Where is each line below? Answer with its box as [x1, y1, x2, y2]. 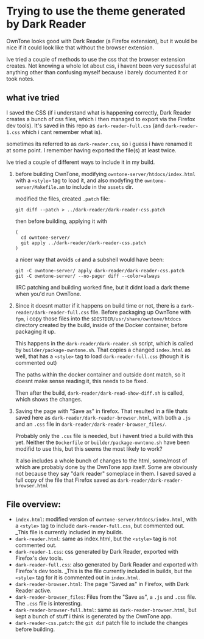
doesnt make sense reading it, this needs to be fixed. [15, 377, 149, 384]
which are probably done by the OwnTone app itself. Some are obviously [15, 463, 198, 470]
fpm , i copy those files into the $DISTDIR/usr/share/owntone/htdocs [15, 315, 181, 322]
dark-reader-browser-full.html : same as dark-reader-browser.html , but [15, 606, 197, 613]
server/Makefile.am [15, 184, 65, 190]
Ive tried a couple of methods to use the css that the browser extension [6, 55, 186, 63]
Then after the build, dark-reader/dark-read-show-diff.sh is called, [15, 389, 185, 397]
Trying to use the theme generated [6, 4, 186, 18]
